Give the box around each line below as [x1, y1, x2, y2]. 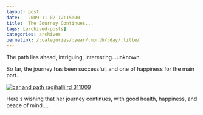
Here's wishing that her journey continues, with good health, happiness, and [6, 95, 198, 102]
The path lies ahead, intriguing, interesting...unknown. [6, 54, 142, 61]
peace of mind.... [6, 102, 49, 109]
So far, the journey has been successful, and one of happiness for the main [6, 65, 194, 73]
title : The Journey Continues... [6, 20, 94, 26]
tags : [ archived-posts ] [6, 25, 67, 32]
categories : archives [6, 31, 61, 38]
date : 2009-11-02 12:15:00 [6, 15, 80, 21]
